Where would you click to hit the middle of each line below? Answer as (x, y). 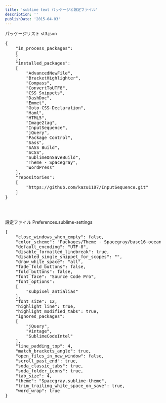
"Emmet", (36, 103)
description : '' (22, 14)
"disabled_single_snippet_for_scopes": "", (69, 257)
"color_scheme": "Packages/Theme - (59, 242)
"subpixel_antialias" (52, 292)
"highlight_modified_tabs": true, (57, 311)
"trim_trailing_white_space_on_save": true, (70, 386)
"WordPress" (41, 168)
